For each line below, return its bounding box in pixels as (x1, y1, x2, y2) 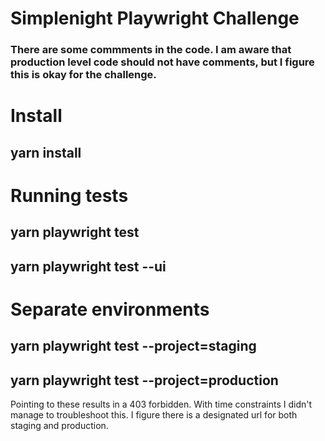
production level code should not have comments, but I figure (10, 55, 315, 69)
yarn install (10, 144, 82, 161)
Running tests (10, 184, 129, 207)
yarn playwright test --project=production (10, 372, 279, 389)
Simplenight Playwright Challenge (10, 7, 300, 30)
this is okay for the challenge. (10, 68, 157, 82)
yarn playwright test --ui (10, 258, 167, 275)
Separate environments (10, 298, 210, 321)
